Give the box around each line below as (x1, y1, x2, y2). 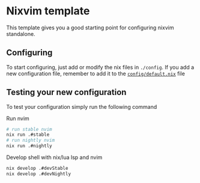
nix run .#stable (6, 132, 50, 138)
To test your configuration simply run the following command (6, 103, 157, 110)
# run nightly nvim (6, 138, 55, 144)
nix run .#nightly (6, 143, 52, 149)
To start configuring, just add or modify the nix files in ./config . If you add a (6, 63, 195, 71)
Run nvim (6, 115, 30, 122)
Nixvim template (6, 4, 90, 18)
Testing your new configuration (6, 87, 127, 97)
